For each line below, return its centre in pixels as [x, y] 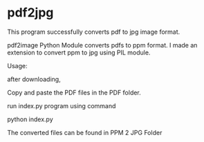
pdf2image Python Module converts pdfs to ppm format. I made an [102, 45]
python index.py [30, 119]
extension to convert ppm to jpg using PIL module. [79, 52]
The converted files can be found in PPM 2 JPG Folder [85, 132]
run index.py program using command [62, 105]
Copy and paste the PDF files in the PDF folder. [74, 92]
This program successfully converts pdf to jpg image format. [94, 32]
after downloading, [34, 79]
